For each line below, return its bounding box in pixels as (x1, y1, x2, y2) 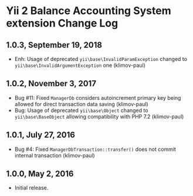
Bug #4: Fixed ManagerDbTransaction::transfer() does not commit (14, 146, 176, 153)
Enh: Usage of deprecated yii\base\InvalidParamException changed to (14, 56, 188, 62)
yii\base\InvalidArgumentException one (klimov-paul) (14, 62, 145, 69)
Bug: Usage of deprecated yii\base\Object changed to (14, 107, 148, 114)
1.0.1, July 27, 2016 (6, 130, 75, 140)
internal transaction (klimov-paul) (14, 151, 95, 159)
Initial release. (14, 184, 49, 191)
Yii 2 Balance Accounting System (6, 4, 171, 18)
